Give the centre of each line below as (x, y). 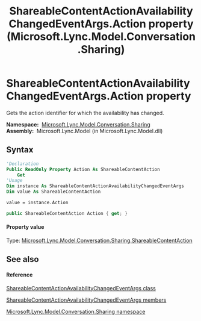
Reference (20, 275)
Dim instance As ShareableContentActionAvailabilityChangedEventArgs (95, 186)
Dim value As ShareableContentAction (54, 192)
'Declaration (23, 164)
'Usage (14, 181)
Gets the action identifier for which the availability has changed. (85, 113)
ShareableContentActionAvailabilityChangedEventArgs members (86, 300)
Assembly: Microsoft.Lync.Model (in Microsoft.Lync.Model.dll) (85, 131)
